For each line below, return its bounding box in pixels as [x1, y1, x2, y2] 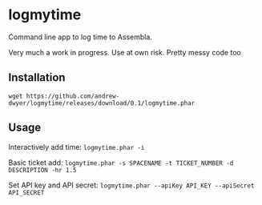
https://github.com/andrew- [26, 92, 120, 100]
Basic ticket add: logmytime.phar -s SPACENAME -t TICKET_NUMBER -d [8, 158, 234, 167]
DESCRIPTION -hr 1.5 [8, 166, 78, 174]
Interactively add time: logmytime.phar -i [8, 142, 145, 151]
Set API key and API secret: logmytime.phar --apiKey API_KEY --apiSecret [8, 180, 255, 190]
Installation [8, 70, 66, 85]
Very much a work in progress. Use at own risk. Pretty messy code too [8, 47, 242, 57]
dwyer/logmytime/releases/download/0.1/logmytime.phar [8, 98, 195, 107]
